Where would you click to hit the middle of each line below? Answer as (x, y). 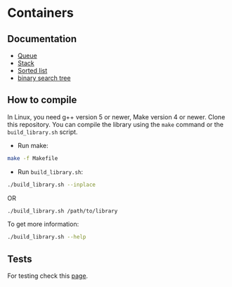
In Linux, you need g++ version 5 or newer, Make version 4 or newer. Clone (116, 116)
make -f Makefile (33, 158)
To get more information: (43, 224)
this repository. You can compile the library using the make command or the (115, 124)
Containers (40, 13)
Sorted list (32, 71)
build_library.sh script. (43, 132)
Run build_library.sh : (50, 172)
